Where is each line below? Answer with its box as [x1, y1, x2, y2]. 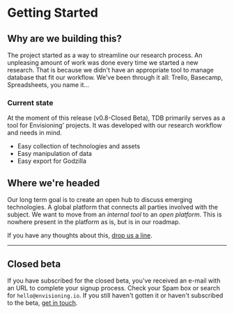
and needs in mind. [7, 129, 63, 137]
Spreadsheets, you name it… [7, 81, 89, 88]
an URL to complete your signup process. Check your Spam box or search [7, 283, 221, 292]
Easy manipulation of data [17, 150, 93, 158]
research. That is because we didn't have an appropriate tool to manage [7, 66, 214, 74]
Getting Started [7, 5, 99, 21]
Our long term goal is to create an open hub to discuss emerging [7, 196, 193, 204]
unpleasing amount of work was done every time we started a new [7, 58, 198, 67]
